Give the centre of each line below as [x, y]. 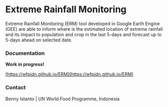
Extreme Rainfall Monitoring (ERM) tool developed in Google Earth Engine [83, 24]
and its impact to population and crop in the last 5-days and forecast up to [83, 34]
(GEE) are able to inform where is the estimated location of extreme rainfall [84, 29]
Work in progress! [25, 65]
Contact [16, 88]
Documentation [25, 53]
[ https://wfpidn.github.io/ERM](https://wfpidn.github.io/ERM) [69, 74]
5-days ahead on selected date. [39, 40]
